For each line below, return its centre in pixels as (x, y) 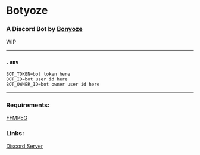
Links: (15, 133)
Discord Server (25, 146)
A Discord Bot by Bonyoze (44, 29)
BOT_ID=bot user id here (37, 79)
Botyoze (27, 10)
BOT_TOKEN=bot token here (38, 74)
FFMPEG (17, 118)
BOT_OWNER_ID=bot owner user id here (53, 84)
